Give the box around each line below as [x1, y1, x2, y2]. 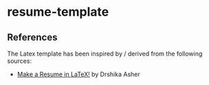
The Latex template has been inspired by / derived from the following [7, 49, 203, 58]
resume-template [7, 4, 109, 20]
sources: [7, 57, 32, 65]
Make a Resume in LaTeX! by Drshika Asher [16, 70, 140, 78]
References [7, 32, 58, 43]
